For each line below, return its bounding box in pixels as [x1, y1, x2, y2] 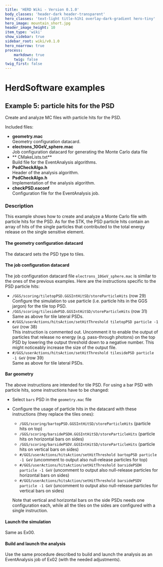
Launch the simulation [5, 519, 51, 525]
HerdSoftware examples [5, 82, 106, 93]
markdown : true [14, 52, 45, 57]
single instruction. [12, 508, 48, 513]
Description [5, 202, 34, 209]
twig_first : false [5, 61, 42, 66]
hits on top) [19, 426, 42, 432]
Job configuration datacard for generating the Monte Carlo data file [12, 149, 147, 155]
